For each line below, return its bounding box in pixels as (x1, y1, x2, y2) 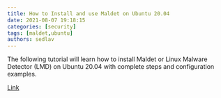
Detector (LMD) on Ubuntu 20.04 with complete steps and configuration (7, 63, 215, 71)
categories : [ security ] (7, 23, 77, 30)
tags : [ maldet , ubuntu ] (7, 29, 73, 37)
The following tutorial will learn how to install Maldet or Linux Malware (7, 55, 208, 63)
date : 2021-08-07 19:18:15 (7, 17, 86, 24)
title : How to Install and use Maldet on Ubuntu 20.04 (7, 10, 170, 17)
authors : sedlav (7, 36, 54, 43)
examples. (7, 70, 37, 79)
